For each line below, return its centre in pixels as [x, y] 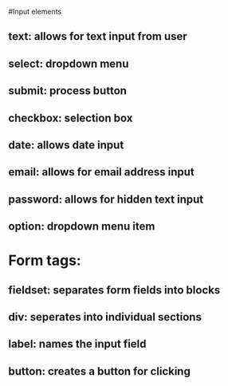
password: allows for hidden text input [106, 199]
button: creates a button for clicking [100, 371]
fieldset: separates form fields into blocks [114, 290]
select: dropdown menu [69, 63]
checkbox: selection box [71, 118]
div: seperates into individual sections [105, 317]
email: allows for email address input [101, 172]
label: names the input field [77, 344]
